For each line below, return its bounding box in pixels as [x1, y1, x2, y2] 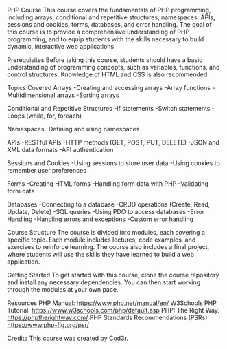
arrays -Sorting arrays [56, 91, 119, 99]
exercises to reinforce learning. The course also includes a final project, [7, 243, 210, 251]
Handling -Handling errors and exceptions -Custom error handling [7, 215, 194, 223]
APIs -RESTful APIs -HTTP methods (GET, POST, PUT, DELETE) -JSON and [7, 138, 219, 147]
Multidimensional [7, 91, 56, 99]
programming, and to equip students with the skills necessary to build [7, 35, 204, 43]
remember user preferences [7, 167, 87, 174]
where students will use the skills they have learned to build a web [7, 251, 194, 258]
